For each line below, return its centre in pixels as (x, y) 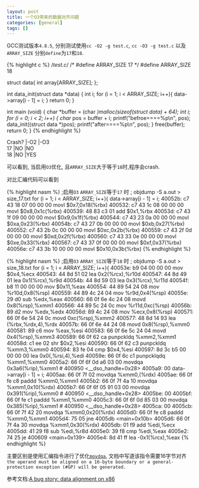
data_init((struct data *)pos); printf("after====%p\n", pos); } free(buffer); (96, 124)
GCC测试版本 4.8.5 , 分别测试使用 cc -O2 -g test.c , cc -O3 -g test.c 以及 (96, 46)
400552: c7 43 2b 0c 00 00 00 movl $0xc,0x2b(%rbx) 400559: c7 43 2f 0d (99, 230)
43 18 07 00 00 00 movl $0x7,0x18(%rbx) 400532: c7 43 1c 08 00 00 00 (95, 205)
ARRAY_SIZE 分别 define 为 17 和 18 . (45, 53)
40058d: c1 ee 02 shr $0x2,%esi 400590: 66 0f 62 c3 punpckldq (86, 343)
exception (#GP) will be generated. (81, 467)
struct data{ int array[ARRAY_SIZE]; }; (52, 83)
